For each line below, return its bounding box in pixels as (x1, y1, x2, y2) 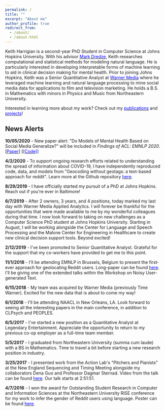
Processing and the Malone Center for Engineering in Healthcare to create (5, 229, 156, 235)
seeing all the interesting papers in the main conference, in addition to (5, 304, 147, 310)
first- (149, 259, 159, 265)
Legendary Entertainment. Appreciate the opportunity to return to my (5, 325, 145, 330)
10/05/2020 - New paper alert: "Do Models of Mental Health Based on (5, 138, 149, 144)
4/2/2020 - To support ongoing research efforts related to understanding (5, 158, 155, 164)
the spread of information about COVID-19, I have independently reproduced (5, 163, 161, 169)
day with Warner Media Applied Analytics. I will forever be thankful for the (5, 203, 155, 209)
